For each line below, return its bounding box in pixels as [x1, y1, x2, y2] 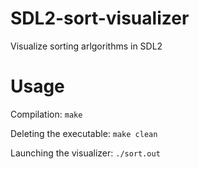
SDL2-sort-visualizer [10, 7, 190, 30]
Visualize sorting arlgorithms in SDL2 [10, 40, 163, 52]
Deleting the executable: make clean [10, 127, 158, 139]
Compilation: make [10, 108, 83, 120]
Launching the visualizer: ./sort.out [10, 147, 161, 159]
